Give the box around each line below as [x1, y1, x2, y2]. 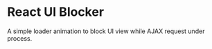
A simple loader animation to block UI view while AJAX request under [7, 27, 205, 35]
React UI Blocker [7, 4, 105, 20]
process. [7, 34, 33, 42]
